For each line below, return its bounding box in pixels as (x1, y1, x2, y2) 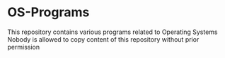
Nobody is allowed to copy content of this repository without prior (7, 35, 200, 43)
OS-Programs (7, 4, 90, 21)
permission (7, 42, 40, 51)
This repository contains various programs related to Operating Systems (7, 28, 218, 36)
